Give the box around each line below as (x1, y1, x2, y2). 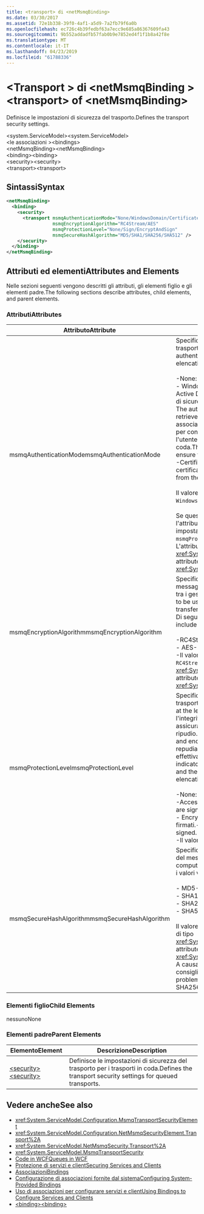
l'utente (175, 435, 198, 444)
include (175, 620, 197, 629)
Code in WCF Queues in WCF (15, 1155, 88, 1162)
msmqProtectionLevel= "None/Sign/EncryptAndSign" (52, 226, 178, 232)
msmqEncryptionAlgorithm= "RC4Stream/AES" (52, 221, 159, 227)
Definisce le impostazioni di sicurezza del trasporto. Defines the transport (6, 113, 189, 121)
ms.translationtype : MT (6, 37, 67, 43)
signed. (175, 828, 197, 837)
